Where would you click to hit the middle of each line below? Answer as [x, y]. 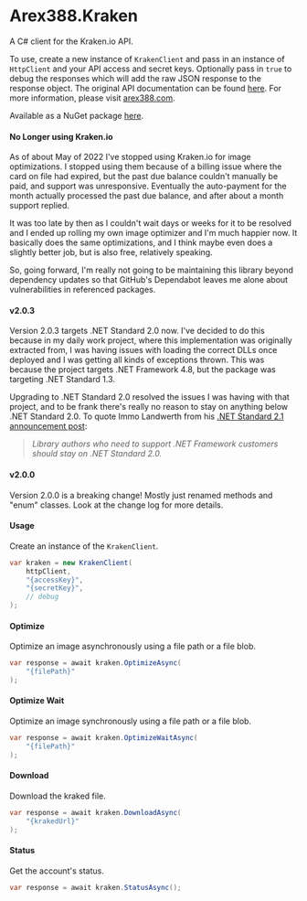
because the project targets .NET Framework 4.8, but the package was [143, 370]
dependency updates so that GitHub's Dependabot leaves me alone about [149, 280]
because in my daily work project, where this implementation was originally [151, 340]
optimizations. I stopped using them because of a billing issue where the [146, 166]
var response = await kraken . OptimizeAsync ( [95, 663]
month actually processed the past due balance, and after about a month [147, 196]
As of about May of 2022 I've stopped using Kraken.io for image [130, 157]
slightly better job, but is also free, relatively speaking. [111, 252]
